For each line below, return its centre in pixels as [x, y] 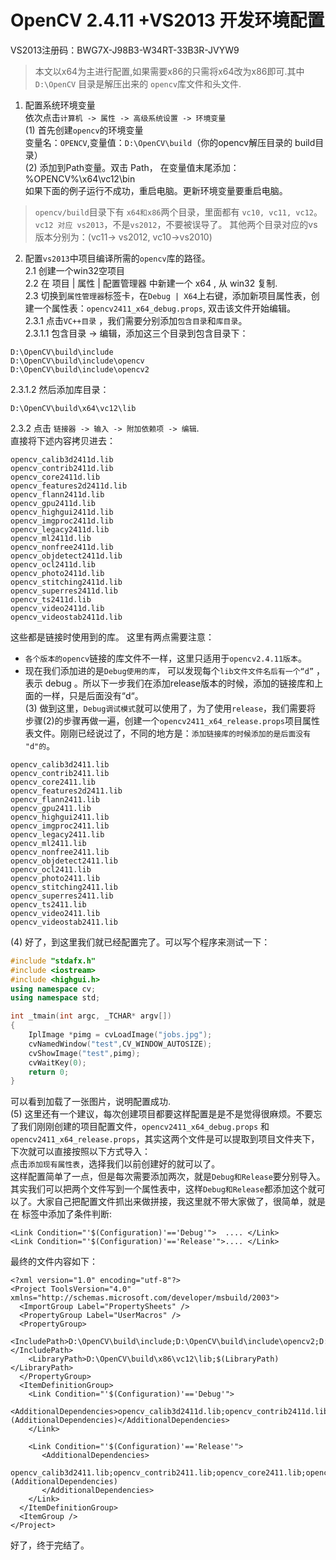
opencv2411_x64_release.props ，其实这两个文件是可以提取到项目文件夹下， [165, 1139]
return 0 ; [49, 1072]
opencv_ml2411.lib [48, 843]
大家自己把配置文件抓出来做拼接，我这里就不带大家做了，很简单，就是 [181, 1202]
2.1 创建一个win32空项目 [75, 270]
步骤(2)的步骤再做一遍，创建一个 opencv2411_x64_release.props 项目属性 [172, 720]
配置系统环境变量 [60, 105]
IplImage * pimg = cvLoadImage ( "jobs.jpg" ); [120, 1035]
